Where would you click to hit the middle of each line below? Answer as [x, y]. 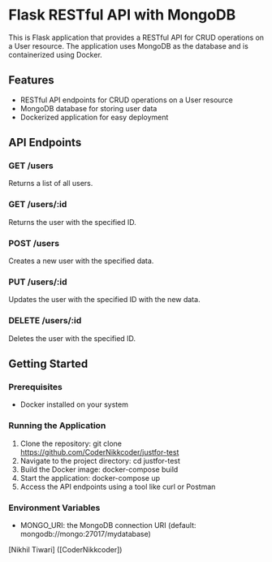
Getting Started [48, 364]
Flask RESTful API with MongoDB [122, 15]
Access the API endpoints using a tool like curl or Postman [118, 486]
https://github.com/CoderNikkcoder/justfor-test [99, 452]
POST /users [34, 243]
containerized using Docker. [56, 54]
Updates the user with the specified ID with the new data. [104, 300]
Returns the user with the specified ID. [72, 222]
